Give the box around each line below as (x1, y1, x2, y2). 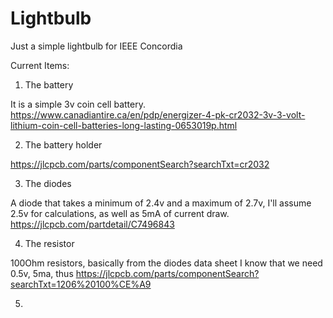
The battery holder (24, 138, 103, 151)
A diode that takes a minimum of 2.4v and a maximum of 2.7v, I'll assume (10, 197, 312, 209)
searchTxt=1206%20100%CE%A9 (10, 278, 152, 290)
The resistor (24, 237, 75, 249)
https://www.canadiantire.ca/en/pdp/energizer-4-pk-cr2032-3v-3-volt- (10, 108, 306, 121)
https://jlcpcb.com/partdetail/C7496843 (10, 218, 175, 230)
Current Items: (10, 59, 70, 71)
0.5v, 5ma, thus (10, 267, 74, 279)
